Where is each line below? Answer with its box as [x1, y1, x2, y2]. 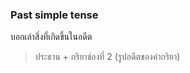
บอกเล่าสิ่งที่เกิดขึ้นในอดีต [10, 31, 93, 43]
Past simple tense [10, 8, 99, 22]
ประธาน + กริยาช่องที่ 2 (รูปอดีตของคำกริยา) [34, 51, 181, 63]
